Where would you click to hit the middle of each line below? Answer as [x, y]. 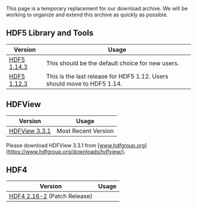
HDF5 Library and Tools [50, 33]
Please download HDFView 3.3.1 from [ [53, 145]
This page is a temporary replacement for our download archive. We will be [97, 8]
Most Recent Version [85, 131]
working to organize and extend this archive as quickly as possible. [87, 15]
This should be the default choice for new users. [113, 63]
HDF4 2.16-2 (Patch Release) [51, 196]
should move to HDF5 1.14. [84, 83]
